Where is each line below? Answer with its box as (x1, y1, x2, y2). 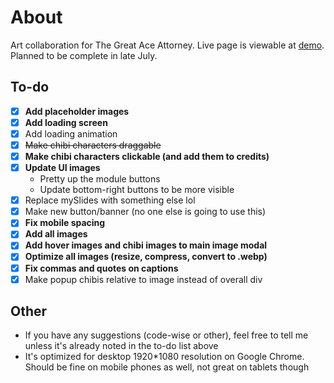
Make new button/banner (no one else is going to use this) (24, 206, 267, 218)
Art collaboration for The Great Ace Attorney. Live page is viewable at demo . (10, 39, 325, 51)
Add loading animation (24, 127, 118, 140)
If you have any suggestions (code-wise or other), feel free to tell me (24, 329, 309, 341)
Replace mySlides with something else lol (24, 194, 196, 206)
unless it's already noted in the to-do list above (24, 340, 219, 352)
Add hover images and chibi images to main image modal (24, 239, 268, 251)
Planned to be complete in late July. (10, 49, 158, 61)
